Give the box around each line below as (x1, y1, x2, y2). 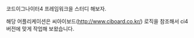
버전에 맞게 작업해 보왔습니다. (6, 26, 75, 32)
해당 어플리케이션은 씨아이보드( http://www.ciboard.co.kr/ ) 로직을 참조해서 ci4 (6, 18, 189, 25)
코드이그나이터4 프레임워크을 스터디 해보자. (6, 5, 107, 12)
